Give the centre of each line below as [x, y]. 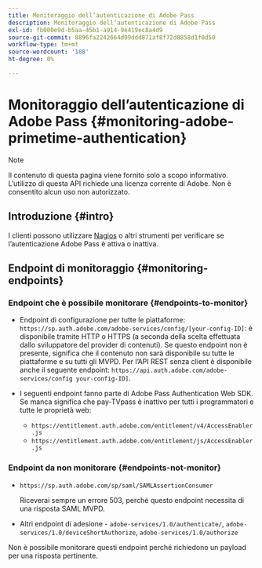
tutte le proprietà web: [55, 410]
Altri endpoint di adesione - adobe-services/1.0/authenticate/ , [122, 523]
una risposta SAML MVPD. [62, 508]
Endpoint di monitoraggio [71, 269]
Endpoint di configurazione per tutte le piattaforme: [102, 320]
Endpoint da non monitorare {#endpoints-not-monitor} [115, 468]
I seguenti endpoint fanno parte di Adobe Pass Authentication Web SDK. [136, 394]
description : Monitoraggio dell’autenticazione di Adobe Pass [112, 23]
